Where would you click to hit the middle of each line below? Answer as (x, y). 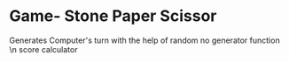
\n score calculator (43, 49)
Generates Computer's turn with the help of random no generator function (145, 40)
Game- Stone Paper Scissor (113, 16)
